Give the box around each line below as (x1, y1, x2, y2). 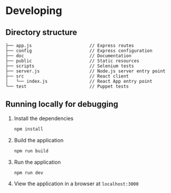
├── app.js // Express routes (5, 43, 134, 48)
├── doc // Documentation (5, 53, 132, 59)
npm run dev (13, 170, 43, 176)
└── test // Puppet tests (5, 83, 129, 89)
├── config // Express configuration (5, 48, 153, 54)
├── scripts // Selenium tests (5, 63, 134, 69)
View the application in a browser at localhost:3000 (13, 180, 139, 187)
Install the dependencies (13, 115, 74, 122)
